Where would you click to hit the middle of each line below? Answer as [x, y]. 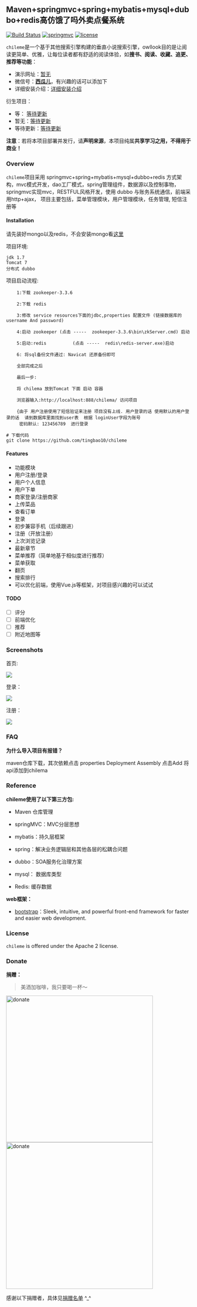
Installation [20, 220]
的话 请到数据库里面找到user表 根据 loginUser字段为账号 [75, 418]
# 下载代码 [18, 436]
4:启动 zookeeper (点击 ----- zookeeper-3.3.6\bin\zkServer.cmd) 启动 [103, 332]
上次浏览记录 [30, 541]
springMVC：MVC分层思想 [47, 824]
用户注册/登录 [31, 475]
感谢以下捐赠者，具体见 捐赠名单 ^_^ [49, 1298]
